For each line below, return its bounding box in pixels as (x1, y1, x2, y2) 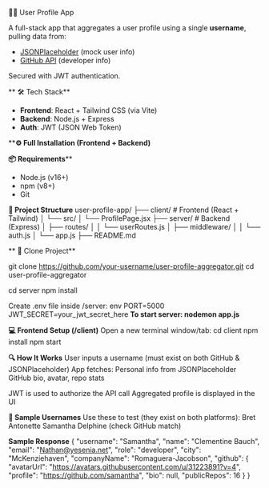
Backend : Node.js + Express (19, 114, 114, 123)
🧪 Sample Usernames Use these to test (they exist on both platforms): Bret (8, 413, 256, 422)
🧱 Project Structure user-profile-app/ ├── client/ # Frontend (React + (8, 205, 239, 214)
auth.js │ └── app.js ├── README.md (8, 230, 136, 240)
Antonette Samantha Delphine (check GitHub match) (8, 421, 182, 430)
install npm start (8, 337, 62, 346)
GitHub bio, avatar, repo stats (8, 373, 105, 382)
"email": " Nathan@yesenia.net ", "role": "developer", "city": (8, 445, 202, 454)
